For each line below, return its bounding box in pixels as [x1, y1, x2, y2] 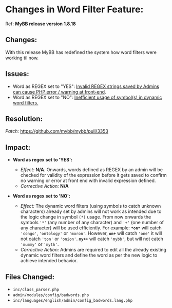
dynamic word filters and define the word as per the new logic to [20, 252, 158, 258]
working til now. [5, 55, 39, 61]
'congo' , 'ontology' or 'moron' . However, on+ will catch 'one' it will [20, 230, 162, 237]
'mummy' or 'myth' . [20, 241, 59, 247]
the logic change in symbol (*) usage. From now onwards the [20, 214, 151, 220]
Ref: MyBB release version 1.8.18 [5, 21, 76, 27]
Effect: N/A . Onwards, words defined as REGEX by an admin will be [20, 167, 163, 173]
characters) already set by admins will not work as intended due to [20, 208, 162, 214]
